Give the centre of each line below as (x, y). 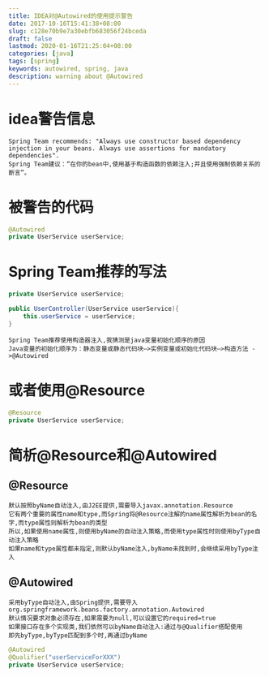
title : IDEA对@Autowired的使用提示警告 (71, 16)
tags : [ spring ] (34, 62)
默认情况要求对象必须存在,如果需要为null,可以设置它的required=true (112, 619)
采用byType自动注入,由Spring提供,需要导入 (73, 603)
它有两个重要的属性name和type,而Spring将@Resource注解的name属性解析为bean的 (130, 515)
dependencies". (34, 155)
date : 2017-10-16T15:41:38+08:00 (65, 24)
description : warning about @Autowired (76, 76)
